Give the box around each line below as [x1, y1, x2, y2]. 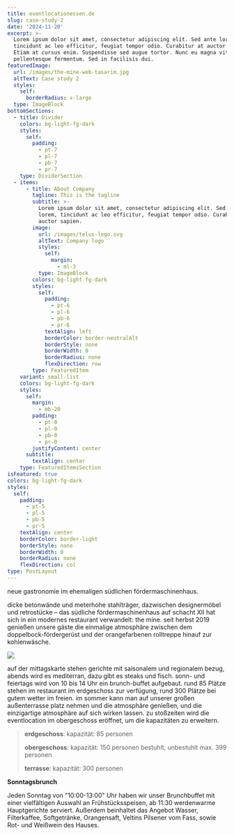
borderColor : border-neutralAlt [44, 334, 139, 342]
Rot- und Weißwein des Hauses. [7, 820, 100, 829]
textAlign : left [44, 328, 92, 335]
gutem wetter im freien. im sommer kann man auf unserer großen [7, 693, 195, 702]
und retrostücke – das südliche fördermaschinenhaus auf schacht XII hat [7, 608, 216, 616]
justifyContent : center [32, 444, 101, 452]
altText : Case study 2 [13, 75, 79, 82]
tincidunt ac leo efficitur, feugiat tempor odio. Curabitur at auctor [13, 43, 226, 50]
